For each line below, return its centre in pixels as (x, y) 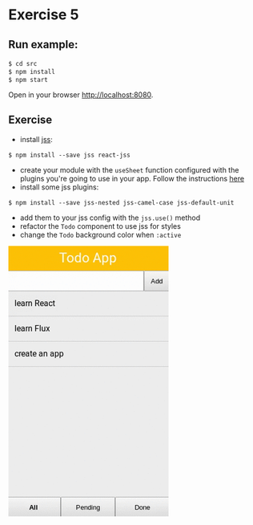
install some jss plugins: (59, 187)
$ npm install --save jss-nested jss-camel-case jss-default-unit (121, 202)
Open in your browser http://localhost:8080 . (81, 95)
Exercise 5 (44, 15)
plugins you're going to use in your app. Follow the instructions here (132, 178)
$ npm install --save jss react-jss (69, 155)
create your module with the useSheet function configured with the (129, 169)
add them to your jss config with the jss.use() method (110, 218)
